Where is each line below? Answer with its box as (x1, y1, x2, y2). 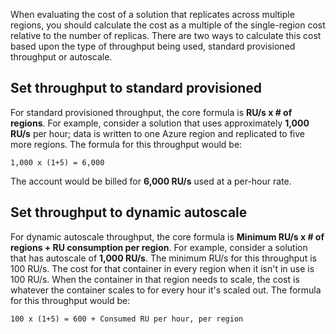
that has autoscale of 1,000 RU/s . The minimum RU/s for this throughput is (10, 252, 317, 264)
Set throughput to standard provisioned (10, 80, 263, 97)
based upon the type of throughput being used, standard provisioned (10, 40, 296, 52)
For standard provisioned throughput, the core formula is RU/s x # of (10, 106, 293, 118)
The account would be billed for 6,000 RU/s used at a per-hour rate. (10, 175, 292, 187)
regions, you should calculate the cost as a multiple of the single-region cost (10, 19, 326, 31)
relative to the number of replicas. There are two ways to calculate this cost (10, 30, 322, 41)
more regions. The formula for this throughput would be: (10, 138, 243, 150)
